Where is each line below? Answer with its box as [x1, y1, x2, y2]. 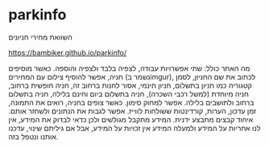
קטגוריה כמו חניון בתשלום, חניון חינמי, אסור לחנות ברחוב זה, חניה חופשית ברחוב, [8, 80, 252, 90]
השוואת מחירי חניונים [8, 32, 72, 42]
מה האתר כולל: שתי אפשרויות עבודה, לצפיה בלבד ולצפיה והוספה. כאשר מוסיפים [8, 63, 250, 73]
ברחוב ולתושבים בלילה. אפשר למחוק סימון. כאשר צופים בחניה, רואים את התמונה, [8, 97, 255, 107]
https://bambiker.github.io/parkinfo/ [8, 47, 127, 57]
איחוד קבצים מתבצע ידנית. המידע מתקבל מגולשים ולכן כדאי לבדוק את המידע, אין [8, 114, 254, 124]
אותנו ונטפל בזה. [8, 131, 59, 142]
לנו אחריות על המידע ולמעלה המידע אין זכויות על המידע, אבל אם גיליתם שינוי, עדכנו [8, 123, 261, 133]
